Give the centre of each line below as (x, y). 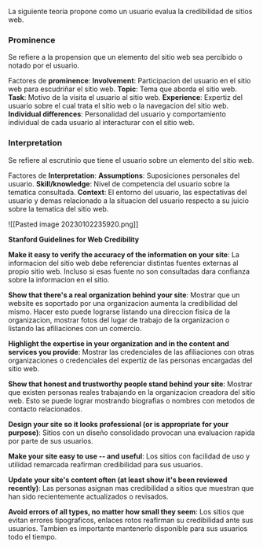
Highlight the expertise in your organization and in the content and (119, 343)
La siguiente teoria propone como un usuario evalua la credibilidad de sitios (130, 11)
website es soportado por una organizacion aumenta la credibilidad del (123, 303)
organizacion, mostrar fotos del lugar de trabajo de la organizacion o (119, 320)
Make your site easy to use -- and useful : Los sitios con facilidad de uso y (129, 456)
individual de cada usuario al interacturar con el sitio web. (101, 123)
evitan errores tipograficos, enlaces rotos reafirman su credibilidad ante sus (131, 520)
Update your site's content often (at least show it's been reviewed (118, 480)
